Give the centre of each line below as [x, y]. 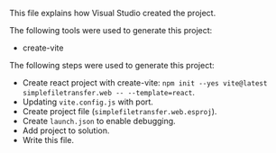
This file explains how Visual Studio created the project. [113, 13]
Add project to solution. [66, 130]
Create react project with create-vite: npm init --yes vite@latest [145, 83]
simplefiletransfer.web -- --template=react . [109, 92]
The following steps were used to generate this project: [112, 65]
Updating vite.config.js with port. [87, 102]
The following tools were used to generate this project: [111, 30]
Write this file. [48, 140]
